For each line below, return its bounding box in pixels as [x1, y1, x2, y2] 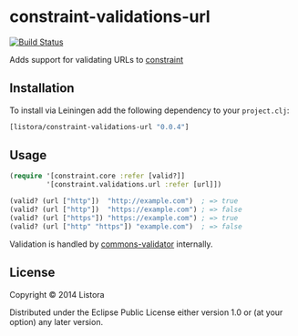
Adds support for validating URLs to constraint [9, 54, 184, 65]
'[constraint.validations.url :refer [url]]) [46, 180, 222, 189]
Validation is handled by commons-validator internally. [9, 239, 213, 249]
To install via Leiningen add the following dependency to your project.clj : [9, 105, 290, 116]
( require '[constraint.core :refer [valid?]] [9, 171, 185, 181]
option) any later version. [9, 316, 103, 327]
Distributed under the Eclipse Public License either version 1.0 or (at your [9, 307, 283, 318]
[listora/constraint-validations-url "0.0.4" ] [9, 122, 190, 131]
